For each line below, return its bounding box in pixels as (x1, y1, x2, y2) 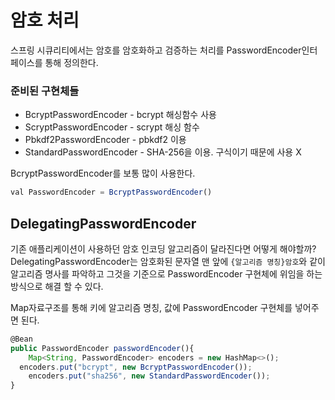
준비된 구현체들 (10, 84, 80, 98)
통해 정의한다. (44, 56, 99, 68)
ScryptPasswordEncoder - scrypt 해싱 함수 (24, 121, 200, 133)
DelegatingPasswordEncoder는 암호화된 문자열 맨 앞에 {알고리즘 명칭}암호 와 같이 (10, 255, 326, 267)
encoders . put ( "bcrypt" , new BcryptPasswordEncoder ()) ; (19, 362, 253, 372)
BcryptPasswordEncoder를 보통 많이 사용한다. (10, 167, 196, 180)
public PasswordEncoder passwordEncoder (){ (10, 343, 195, 353)
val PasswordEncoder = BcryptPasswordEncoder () (10, 187, 213, 198)
